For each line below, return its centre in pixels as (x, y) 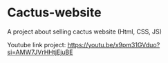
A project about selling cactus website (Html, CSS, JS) (85, 32)
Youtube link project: (37, 45)
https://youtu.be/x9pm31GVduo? (114, 45)
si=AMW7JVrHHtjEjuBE (40, 52)
